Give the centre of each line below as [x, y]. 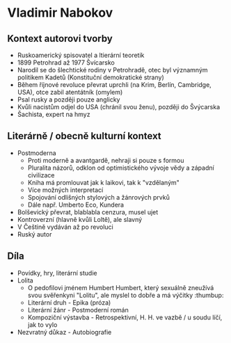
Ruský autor [34, 234]
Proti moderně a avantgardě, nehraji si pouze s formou [106, 160]
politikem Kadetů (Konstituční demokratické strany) [91, 77]
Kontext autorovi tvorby [60, 39]
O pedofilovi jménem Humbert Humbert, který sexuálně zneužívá [121, 287]
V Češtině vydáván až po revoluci [65, 227]
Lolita [25, 280]
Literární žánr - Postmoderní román [78, 310]
